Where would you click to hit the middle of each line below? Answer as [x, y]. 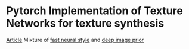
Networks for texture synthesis [85, 23]
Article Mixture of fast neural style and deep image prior [75, 40]
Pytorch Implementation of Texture [94, 11]
